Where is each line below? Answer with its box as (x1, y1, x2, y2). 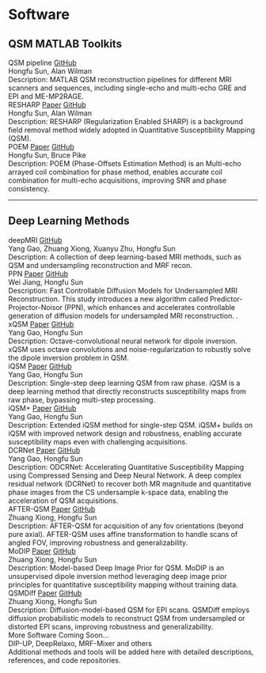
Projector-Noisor (8, 302, 63, 312)
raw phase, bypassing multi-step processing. (8, 395, 156, 404)
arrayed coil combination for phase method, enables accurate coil (8, 168, 223, 176)
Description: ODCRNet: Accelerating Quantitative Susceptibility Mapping (8, 462, 245, 471)
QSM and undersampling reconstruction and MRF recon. (8, 260, 192, 270)
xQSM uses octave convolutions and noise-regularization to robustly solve (8, 344, 251, 354)
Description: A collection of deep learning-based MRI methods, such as (8, 251, 241, 262)
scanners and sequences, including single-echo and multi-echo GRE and (8, 83, 247, 93)
